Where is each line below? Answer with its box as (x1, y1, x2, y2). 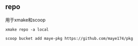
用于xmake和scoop (5, 16, 46, 23)
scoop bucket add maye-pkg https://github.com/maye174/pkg (5, 36, 133, 41)
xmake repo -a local (5, 27, 49, 32)
